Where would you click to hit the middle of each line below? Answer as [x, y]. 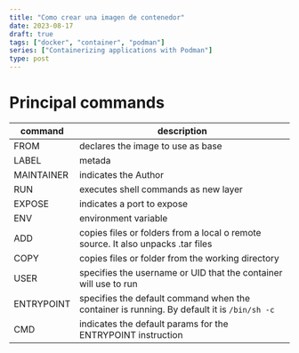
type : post [29, 59]
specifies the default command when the [165, 298]
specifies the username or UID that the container [181, 272]
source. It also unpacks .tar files [145, 244]
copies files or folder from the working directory [179, 258]
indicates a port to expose [133, 204]
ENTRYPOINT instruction [131, 334]
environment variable [123, 218]
